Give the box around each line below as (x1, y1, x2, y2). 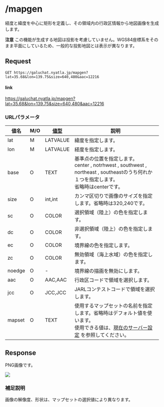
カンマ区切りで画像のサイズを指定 (74, 193, 153, 200)
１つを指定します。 (74, 176, 118, 183)
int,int (44, 196, 58, 203)
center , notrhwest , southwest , (74, 162, 147, 169)
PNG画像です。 (5, 362, 36, 368)
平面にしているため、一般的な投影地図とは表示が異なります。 (13, 42, 138, 48)
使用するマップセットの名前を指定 (74, 303, 153, 309)
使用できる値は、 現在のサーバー (74, 325, 148, 331)
